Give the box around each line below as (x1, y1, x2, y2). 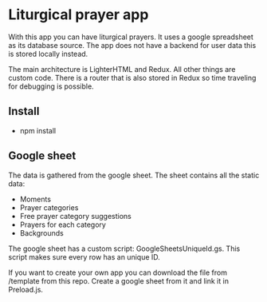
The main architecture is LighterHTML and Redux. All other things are (8, 64, 236, 74)
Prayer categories (19, 202, 79, 213)
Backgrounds (19, 228, 64, 237)
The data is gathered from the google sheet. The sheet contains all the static (8, 170, 260, 180)
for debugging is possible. (8, 81, 94, 91)
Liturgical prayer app (8, 6, 149, 24)
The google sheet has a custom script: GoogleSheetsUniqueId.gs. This (8, 244, 241, 253)
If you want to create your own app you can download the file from (8, 268, 227, 277)
